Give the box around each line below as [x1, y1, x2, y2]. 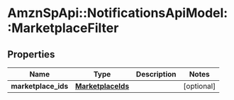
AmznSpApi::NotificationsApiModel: [7, 5, 228, 21]
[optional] [183, 82, 216, 91]
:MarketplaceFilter [7, 20, 119, 36]
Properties [7, 48, 55, 60]
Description [135, 70, 177, 79]
